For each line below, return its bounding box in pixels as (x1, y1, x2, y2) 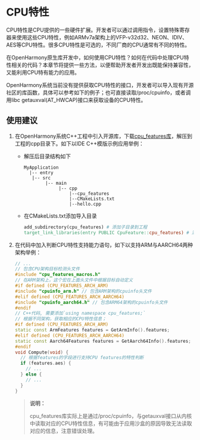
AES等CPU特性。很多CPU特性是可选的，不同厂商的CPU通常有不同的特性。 (6, 41, 190, 48)
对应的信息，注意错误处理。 (29, 427, 98, 434)
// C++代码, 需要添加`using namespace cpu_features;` (14, 311, 146, 317)
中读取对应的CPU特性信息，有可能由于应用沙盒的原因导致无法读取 (29, 420, 192, 427)
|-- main (45, 180, 67, 186)
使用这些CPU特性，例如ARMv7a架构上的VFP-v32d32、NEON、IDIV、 (16, 33, 187, 41)
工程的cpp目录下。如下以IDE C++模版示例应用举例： (14, 140, 144, 147)
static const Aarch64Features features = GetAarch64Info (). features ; (14, 338, 192, 344)
